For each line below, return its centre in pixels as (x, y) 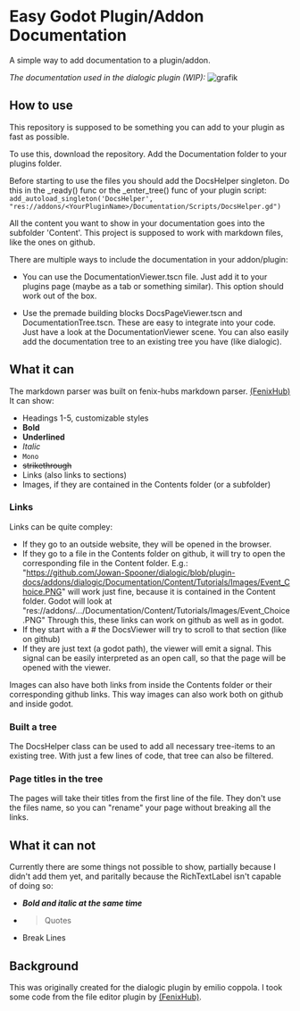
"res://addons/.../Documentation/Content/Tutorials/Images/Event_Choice (156, 610)
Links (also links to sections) (74, 474)
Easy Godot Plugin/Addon (107, 17)
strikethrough (47, 465)
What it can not (53, 845)
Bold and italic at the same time (82, 903)
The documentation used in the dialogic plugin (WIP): (108, 77)
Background (44, 966)
